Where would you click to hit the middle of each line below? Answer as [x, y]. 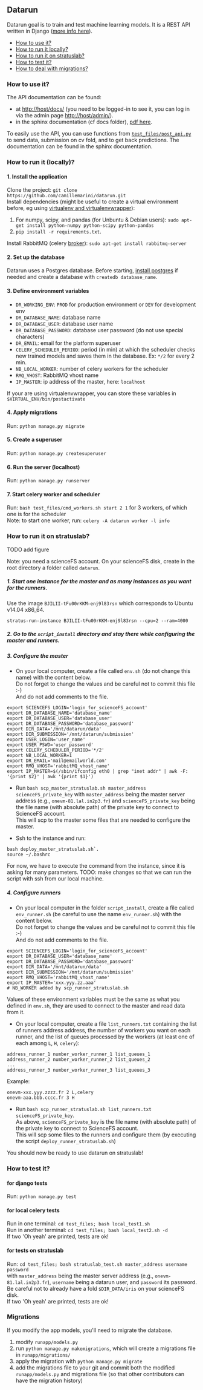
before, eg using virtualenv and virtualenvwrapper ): [71, 208]
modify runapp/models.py [47, 1342]
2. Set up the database [36, 257]
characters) [30, 336]
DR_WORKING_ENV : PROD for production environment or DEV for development [106, 304]
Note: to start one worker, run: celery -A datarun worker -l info [88, 520]
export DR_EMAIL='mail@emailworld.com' [57, 761]
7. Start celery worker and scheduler [53, 494]
